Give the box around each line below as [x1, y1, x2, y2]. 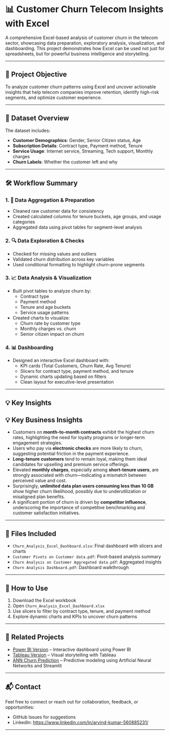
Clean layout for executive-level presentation [20, 379, 114, 385]
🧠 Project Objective [5, 70, 67, 79]
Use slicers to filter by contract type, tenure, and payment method [12, 608, 151, 614]
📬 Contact [5, 683, 41, 691]
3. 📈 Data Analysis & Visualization [5, 274, 92, 282]
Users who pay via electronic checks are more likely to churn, [12, 445, 143, 451]
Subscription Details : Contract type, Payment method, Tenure [12, 143, 143, 149]
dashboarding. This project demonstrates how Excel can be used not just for [5, 45, 165, 51]
